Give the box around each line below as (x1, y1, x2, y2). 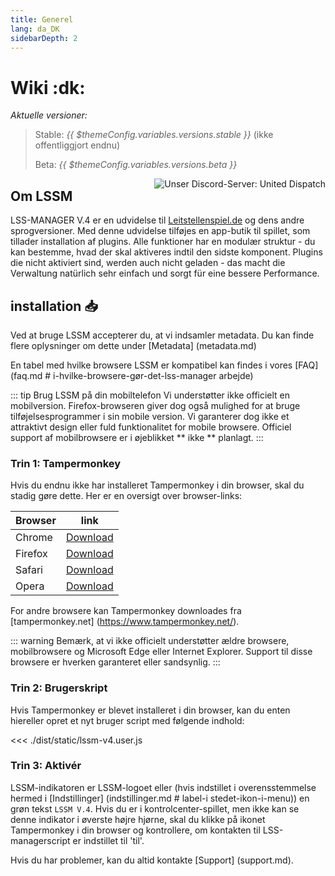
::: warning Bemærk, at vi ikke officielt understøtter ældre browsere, (10, 635, 290, 647)
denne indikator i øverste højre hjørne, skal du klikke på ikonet (10, 813, 266, 825)
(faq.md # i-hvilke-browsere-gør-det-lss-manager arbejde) (10, 369, 254, 381)
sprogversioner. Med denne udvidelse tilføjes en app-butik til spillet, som (10, 225, 311, 237)
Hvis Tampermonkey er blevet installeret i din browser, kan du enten (10, 704, 291, 716)
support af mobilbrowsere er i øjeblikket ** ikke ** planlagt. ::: (10, 431, 264, 443)
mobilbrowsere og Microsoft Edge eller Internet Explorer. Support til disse (10, 646, 313, 658)
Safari (15, 563, 43, 577)
